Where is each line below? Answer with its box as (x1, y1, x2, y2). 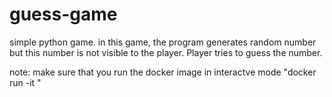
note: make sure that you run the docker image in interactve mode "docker (9, 66, 317, 78)
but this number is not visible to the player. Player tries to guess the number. (9, 46, 323, 58)
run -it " (9, 76, 42, 88)
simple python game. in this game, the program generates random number (9, 36, 317, 48)
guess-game (9, 3, 118, 26)
